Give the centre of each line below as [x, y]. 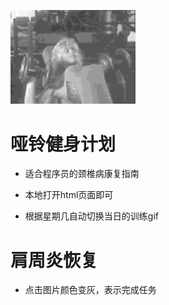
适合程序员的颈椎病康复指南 [82, 174]
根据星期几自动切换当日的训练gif [91, 216]
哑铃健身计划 [63, 144]
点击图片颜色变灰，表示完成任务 [90, 290]
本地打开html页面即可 [69, 195]
